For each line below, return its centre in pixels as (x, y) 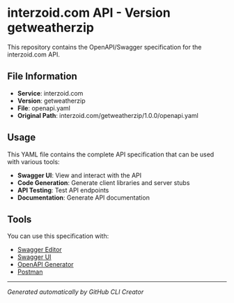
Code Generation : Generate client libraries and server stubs (103, 182)
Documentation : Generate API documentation (83, 198)
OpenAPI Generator (46, 265)
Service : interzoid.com (50, 93)
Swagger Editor (40, 250)
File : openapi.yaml (44, 108)
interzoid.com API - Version (89, 13)
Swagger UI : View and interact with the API (79, 175)
